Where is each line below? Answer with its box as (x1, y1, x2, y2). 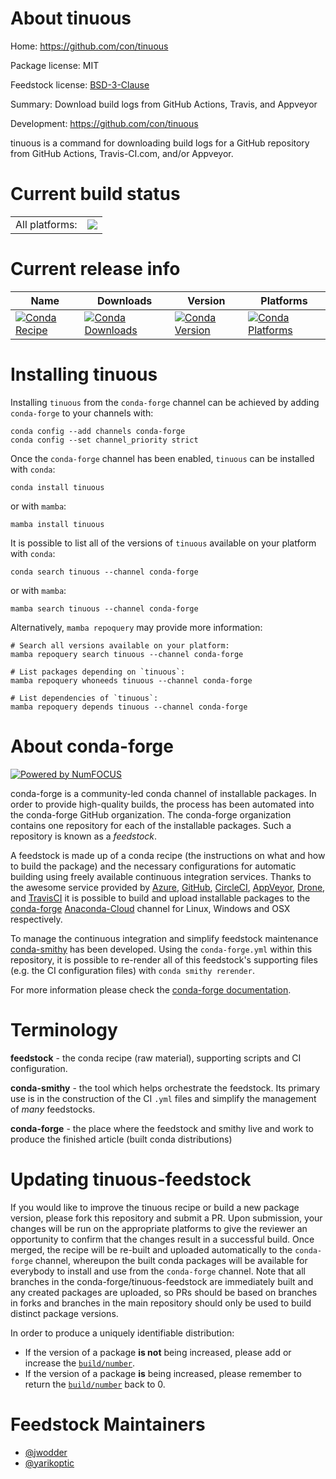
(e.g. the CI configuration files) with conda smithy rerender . (10, 964, 255, 976)
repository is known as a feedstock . (10, 830, 158, 842)
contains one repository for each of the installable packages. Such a (10, 819, 292, 831)
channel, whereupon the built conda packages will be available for (34, 1254, 308, 1266)
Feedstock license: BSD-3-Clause (10, 78, 150, 91)
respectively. (10, 913, 63, 925)
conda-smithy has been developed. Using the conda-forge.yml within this (10, 943, 313, 955)
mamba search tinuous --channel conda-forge (10, 603, 199, 614)
